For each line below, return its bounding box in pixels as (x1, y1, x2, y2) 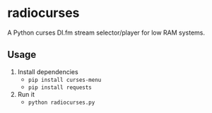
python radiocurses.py (28, 99, 95, 106)
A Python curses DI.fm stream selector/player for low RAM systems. (7, 28, 206, 37)
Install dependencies (17, 67, 79, 76)
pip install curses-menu (28, 76, 102, 83)
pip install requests (28, 83, 92, 91)
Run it (17, 90, 35, 98)
